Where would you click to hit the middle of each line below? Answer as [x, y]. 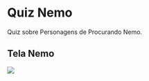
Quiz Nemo [40, 13]
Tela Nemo [31, 54]
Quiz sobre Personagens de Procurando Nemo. [75, 32]
